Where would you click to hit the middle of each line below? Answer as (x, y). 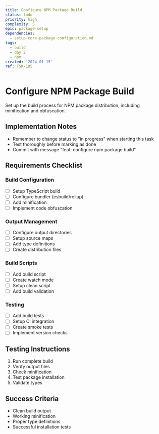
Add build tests (28, 316)
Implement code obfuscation (42, 208)
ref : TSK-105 (19, 66)
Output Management (31, 222)
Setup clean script (32, 285)
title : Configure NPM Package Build (44, 10)
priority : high (21, 19)
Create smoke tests (33, 327)
